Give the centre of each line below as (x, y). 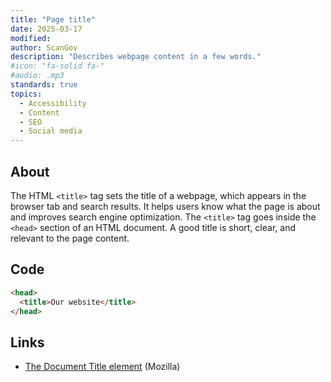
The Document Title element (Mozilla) (102, 367)
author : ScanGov (44, 47)
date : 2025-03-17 (46, 29)
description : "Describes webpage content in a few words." (136, 57)
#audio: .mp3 (37, 76)
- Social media (51, 131)
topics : (26, 94)
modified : (31, 38)
